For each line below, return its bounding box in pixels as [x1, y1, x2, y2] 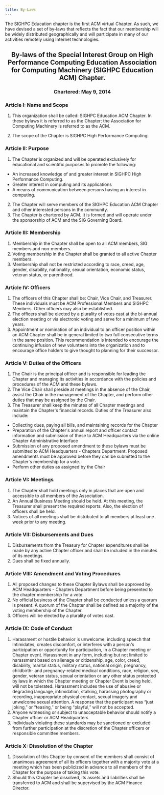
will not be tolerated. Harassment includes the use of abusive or [12, 683, 141, 689]
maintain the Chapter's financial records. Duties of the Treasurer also [12, 408, 152, 413]
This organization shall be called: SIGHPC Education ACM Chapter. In [12, 113, 152, 118]
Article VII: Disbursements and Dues [5, 531, 94, 538]
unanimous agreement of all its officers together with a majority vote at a [12, 759, 159, 765]
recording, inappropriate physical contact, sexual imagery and [12, 694, 138, 700]
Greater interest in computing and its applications [12, 181, 112, 187]
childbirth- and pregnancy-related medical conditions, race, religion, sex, [12, 667, 160, 674]
